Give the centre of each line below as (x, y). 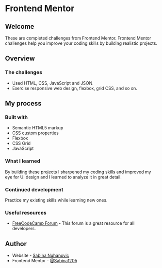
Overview (20, 59)
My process (23, 103)
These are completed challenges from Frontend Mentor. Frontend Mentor (78, 38)
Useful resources (26, 213)
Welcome (20, 27)
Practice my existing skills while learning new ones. (56, 200)
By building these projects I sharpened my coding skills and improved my (78, 172)
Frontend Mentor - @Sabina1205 (45, 261)
